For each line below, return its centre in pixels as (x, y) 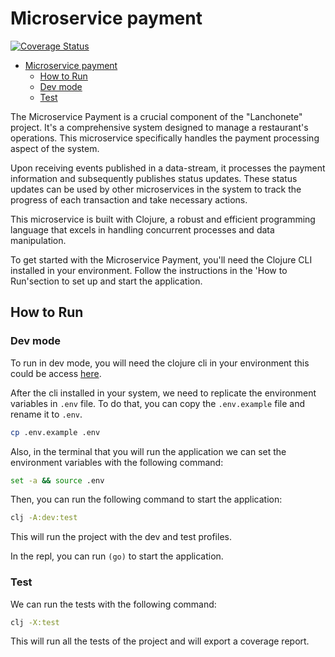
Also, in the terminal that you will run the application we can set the (148, 451)
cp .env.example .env (55, 432)
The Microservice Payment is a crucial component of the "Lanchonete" (156, 116)
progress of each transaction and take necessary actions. (129, 199)
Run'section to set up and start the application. (106, 281)
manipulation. (38, 240)
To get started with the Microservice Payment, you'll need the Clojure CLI (161, 259)
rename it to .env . (46, 414)
